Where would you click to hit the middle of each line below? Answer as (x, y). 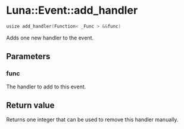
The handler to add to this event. (46, 87)
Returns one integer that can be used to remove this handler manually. (92, 119)
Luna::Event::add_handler (72, 10)
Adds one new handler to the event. (50, 38)
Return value (30, 105)
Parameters (28, 56)
